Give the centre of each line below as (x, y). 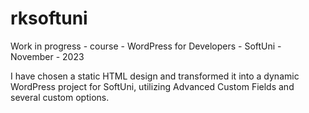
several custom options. (60, 97)
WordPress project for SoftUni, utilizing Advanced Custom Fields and (152, 86)
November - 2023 (47, 56)
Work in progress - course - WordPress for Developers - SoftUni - (146, 46)
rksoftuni (49, 18)
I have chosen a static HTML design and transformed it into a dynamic (155, 76)
